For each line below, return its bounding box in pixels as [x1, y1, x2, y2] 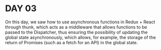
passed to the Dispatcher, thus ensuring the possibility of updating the [5, 29, 148, 35]
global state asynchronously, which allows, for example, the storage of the [5, 34, 156, 40]
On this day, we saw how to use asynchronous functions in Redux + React [5, 19, 156, 25]
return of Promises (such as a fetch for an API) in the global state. [5, 39, 138, 45]
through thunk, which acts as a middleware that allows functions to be [5, 24, 147, 30]
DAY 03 [5, 3, 37, 14]
